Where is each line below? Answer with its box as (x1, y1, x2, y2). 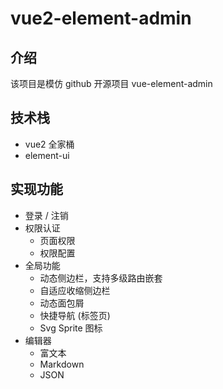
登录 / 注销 (24, 209, 69, 221)
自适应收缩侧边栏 (39, 284, 111, 296)
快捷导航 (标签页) (39, 309, 111, 321)
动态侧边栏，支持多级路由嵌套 (39, 272, 163, 284)
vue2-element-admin (10, 7, 192, 30)
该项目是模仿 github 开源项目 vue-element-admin (10, 78, 213, 89)
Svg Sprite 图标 (39, 322, 103, 334)
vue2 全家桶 (24, 138, 75, 150)
